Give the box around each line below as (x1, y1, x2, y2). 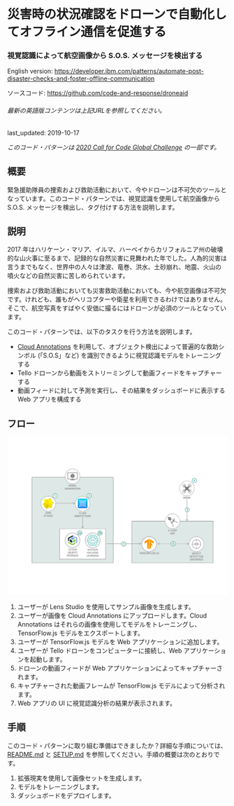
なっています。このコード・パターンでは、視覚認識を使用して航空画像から (7, 194, 220, 203)
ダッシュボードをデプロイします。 (17, 791, 115, 800)
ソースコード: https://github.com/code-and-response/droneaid (7, 89, 189, 97)
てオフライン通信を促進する (7, 24, 167, 40)
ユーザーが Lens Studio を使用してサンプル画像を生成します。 (17, 602, 196, 610)
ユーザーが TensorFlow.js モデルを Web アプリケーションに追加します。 (17, 637, 224, 646)
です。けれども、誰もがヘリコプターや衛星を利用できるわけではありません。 (7, 295, 227, 303)
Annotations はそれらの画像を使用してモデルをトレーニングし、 (17, 620, 201, 628)
